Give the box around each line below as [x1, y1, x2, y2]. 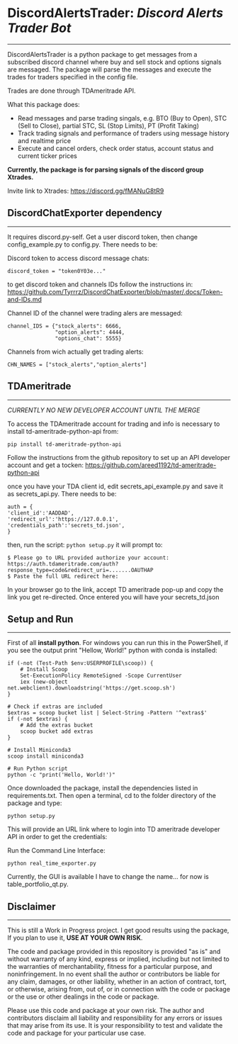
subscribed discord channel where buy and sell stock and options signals [7, 57, 222, 66]
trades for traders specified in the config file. [7, 72, 138, 81]
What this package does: [7, 100, 80, 108]
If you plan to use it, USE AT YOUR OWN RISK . [7, 933, 143, 942]
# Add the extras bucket [20, 722, 93, 729]
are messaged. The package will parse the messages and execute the [7, 65, 212, 74]
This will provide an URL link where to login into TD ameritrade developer [7, 825, 221, 833]
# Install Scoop [20, 666, 69, 673]
